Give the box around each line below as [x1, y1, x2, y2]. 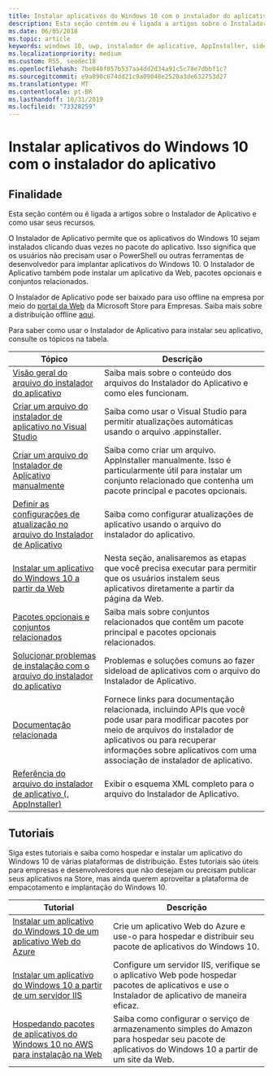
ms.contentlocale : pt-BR [8, 87, 93, 96]
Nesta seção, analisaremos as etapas [104, 553, 246, 564]
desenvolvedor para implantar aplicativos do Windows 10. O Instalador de [8, 260, 255, 269]
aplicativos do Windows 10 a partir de [112, 1043, 258, 1055]
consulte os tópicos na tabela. [8, 335, 110, 344]
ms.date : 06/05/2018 [8, 27, 79, 35]
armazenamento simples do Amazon [112, 1023, 253, 1034]
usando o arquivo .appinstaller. [104, 426, 222, 438]
